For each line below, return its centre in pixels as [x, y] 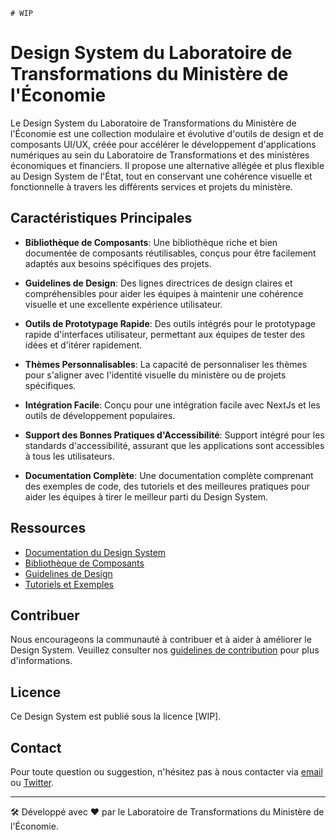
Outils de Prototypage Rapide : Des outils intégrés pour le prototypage [170, 323]
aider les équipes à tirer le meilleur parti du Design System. [146, 496]
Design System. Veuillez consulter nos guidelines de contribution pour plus [165, 650]
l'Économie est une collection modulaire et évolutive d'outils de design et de [167, 133]
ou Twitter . [32, 782]
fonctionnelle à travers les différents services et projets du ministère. [151, 186]
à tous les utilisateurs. [69, 456]
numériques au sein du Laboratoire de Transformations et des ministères [160, 155]
